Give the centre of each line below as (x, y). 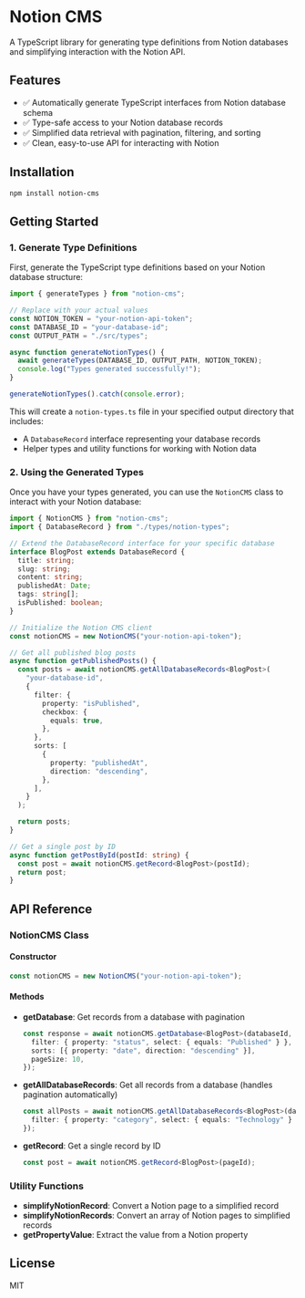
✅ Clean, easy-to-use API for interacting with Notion (121, 142)
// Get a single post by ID (63, 846)
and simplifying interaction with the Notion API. (97, 51)
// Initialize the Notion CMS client (81, 628)
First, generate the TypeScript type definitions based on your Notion (137, 267)
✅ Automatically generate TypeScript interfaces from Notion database (154, 102)
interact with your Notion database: (76, 502)
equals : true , (76, 721)
